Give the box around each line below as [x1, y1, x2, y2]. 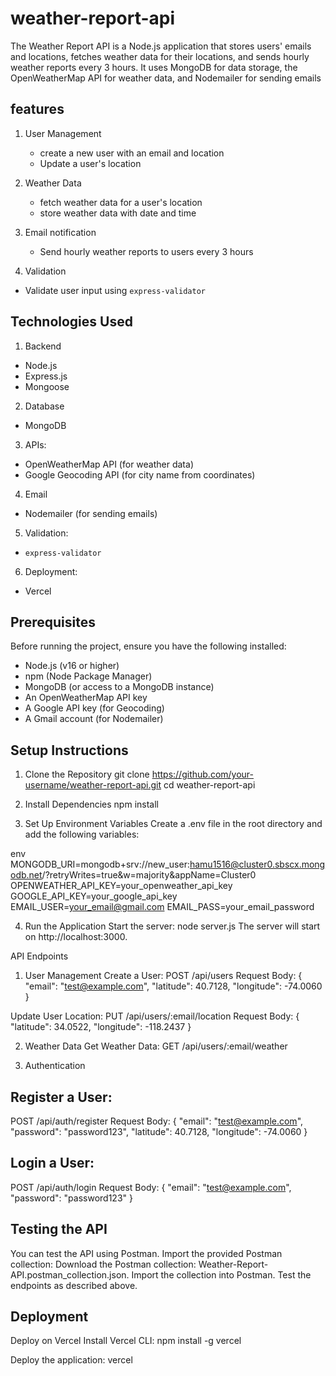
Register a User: [10, 1088, 113, 1106]
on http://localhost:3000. [24, 931, 128, 943]
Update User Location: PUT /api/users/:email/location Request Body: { [10, 1010, 300, 1022]
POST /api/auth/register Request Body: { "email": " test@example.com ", [10, 1115, 304, 1127]
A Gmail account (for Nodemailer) [24, 713, 164, 725]
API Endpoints [10, 950, 69, 962]
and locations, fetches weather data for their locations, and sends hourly [10, 50, 310, 62]
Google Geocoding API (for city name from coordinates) [24, 468, 256, 481]
